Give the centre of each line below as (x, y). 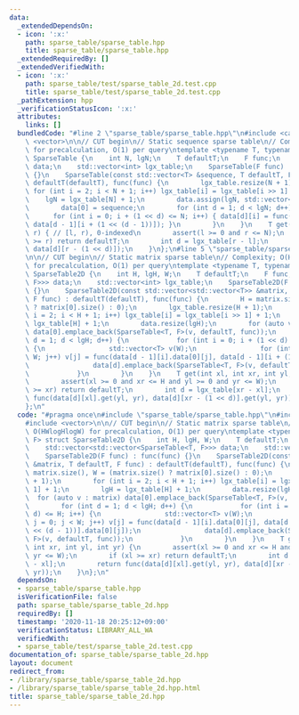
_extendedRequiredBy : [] (63, 59)
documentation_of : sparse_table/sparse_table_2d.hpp (109, 655)
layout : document (41, 663)
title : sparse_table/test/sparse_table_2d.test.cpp (123, 92)
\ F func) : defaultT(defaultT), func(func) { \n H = (139, 299)
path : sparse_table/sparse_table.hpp (95, 42)
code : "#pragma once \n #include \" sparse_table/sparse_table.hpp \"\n (147, 415)
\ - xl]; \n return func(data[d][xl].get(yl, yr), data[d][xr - (159, 564)
